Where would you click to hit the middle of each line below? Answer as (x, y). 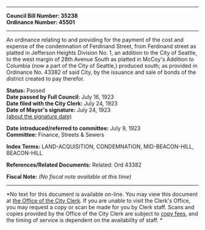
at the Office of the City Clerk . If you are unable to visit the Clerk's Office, (99, 201)
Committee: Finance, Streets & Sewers (56, 135)
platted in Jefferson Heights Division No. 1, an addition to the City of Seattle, (102, 53)
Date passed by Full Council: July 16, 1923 (60, 97)
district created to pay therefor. (45, 79)
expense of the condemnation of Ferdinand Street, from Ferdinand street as (101, 46)
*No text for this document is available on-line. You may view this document (102, 194)
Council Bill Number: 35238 (42, 16)
